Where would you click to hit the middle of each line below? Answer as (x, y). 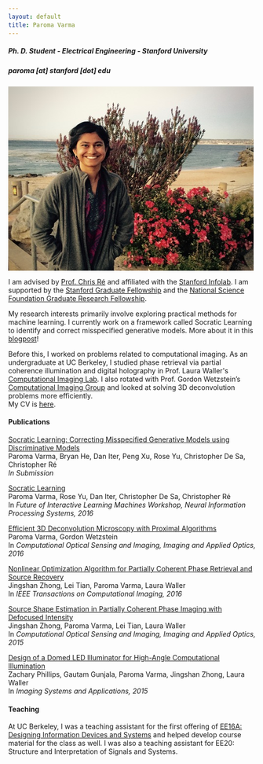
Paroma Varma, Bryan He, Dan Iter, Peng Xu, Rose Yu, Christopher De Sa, (127, 457)
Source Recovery (36, 577)
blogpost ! (24, 339)
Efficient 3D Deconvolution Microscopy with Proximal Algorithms (113, 529)
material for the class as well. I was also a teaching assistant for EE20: (121, 744)
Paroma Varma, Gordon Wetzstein (63, 537)
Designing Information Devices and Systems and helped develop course (125, 735)
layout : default (35, 17)
